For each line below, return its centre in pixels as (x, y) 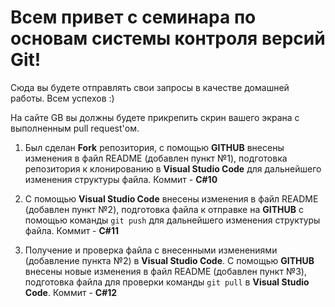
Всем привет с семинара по (133, 17)
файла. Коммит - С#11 (72, 230)
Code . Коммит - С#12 (71, 292)
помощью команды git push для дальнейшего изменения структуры (172, 220)
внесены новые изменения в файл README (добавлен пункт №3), (165, 271)
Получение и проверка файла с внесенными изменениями (151, 250)
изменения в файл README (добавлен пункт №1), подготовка (156, 158)
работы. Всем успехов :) (62, 98)
